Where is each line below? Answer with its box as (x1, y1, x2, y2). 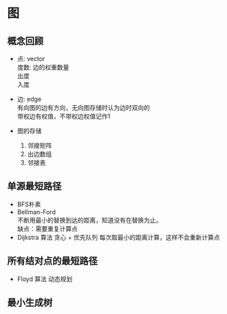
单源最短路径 (7, 181, 62, 192)
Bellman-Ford (17, 208, 56, 216)
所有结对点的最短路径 (7, 255, 98, 267)
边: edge (17, 95, 42, 103)
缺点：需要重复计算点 (17, 224, 78, 233)
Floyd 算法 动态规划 (17, 275, 73, 283)
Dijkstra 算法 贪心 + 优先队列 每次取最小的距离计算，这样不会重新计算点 (17, 233, 220, 241)
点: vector (17, 55, 45, 63)
